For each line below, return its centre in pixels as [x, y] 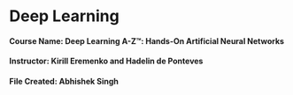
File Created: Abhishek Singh [64, 81]
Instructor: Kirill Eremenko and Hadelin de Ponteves [106, 61]
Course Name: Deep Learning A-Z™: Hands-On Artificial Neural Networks [147, 40]
